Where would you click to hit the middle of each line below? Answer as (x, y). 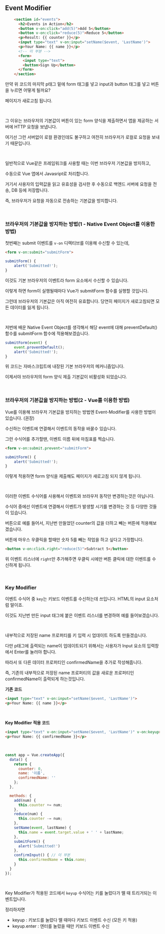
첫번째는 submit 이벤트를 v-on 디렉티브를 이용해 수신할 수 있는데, (67, 243)
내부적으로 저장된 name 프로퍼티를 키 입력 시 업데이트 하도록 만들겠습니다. (76, 636)
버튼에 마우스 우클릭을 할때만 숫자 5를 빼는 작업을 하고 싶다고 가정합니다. (74, 540)
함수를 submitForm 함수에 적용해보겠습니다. (47, 333)
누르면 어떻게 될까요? (30, 90)
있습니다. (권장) (20, 418)
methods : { (21, 796)
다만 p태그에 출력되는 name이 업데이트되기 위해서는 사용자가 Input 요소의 (75, 646)
